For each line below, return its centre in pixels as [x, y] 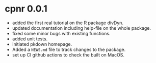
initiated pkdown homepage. [42, 44]
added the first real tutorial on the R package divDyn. [68, 23]
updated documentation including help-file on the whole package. [82, 28]
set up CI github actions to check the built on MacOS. [68, 55]
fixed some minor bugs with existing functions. [61, 33]
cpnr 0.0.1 [26, 9]
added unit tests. [30, 39]
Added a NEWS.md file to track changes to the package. [69, 49]
